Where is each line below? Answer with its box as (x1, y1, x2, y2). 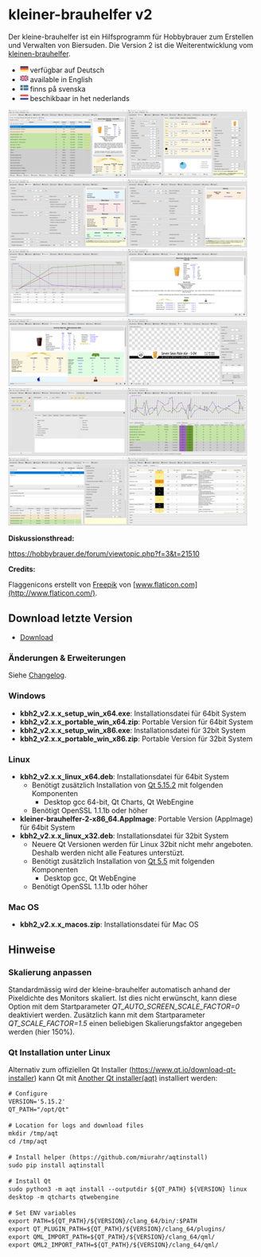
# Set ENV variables (8, 1209, 77, 1217)
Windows (8, 690, 46, 701)
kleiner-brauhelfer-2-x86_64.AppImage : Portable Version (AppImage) (19, 814, 253, 823)
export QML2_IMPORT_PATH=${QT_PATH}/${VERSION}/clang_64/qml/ (8, 1241, 219, 1249)
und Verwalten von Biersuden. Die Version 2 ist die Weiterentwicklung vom (8, 40, 254, 49)
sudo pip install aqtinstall (8, 1161, 105, 1169)
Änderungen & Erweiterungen (8, 652, 126, 663)
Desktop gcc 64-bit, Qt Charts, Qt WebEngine (43, 797, 194, 806)
